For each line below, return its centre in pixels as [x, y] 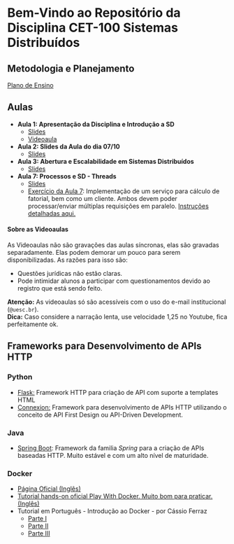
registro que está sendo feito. [60, 288]
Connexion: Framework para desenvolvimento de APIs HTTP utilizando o [122, 407]
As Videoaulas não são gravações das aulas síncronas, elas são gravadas [113, 245]
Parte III [39, 533]
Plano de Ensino [30, 85]
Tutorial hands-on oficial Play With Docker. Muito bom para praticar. [115, 496]
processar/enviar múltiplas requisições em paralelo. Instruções [118, 206]
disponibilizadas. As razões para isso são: [67, 260]
